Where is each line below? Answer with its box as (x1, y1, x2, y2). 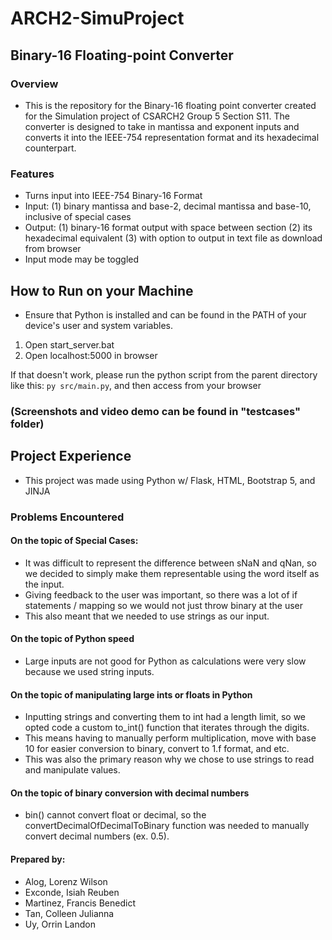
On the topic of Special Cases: (10, 535, 139, 547)
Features (10, 167, 55, 181)
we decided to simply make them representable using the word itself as (24, 567, 320, 579)
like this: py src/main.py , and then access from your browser (10, 379, 262, 391)
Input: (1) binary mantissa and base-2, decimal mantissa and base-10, (24, 200, 312, 212)
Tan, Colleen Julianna (24, 907, 115, 919)
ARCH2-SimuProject (10, 7, 185, 30)
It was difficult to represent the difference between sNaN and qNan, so (24, 557, 317, 569)
